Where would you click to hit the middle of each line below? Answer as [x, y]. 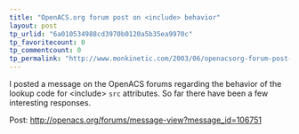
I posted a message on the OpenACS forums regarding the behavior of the [145, 84]
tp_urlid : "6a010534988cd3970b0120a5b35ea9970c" [101, 34]
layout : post [33, 26]
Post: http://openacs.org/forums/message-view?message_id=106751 [136, 120]
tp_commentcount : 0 [45, 51]
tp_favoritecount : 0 [48, 42]
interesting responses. [50, 102]
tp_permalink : [36, 59]
